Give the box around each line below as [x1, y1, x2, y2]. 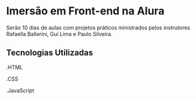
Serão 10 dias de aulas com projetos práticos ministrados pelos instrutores [6, 24, 191, 31]
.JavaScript [6, 87, 35, 94]
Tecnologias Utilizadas [6, 48, 94, 58]
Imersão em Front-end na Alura [6, 4, 165, 18]
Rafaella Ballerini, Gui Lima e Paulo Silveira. [6, 30, 113, 37]
